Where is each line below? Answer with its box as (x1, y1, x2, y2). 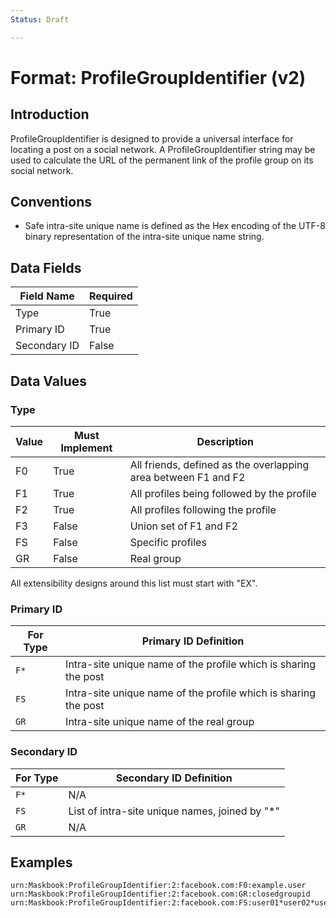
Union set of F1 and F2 (129, 519, 238, 533)
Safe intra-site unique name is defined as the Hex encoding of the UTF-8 (24, 220, 326, 232)
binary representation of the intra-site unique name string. (24, 231, 265, 243)
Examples (10, 854, 73, 871)
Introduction (10, 106, 90, 123)
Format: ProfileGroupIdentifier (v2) (10, 66, 307, 89)
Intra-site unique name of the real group (65, 715, 255, 729)
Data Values (10, 372, 87, 390)
